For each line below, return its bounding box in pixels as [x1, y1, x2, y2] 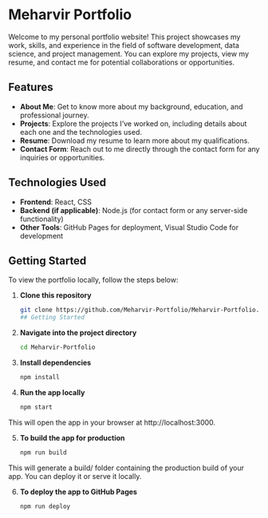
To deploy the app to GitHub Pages [19, 487, 138, 496]
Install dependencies [19, 358, 92, 367]
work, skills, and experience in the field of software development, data [8, 40, 239, 49]
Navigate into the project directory [19, 328, 137, 338]
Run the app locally [19, 387, 85, 397]
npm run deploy [19, 502, 71, 510]
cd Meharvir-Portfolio [19, 343, 96, 352]
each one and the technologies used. [19, 127, 142, 136]
